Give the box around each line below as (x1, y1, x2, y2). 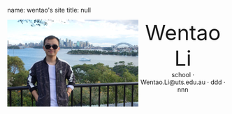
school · (171, 71, 194, 79)
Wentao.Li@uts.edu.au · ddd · (140, 78, 226, 86)
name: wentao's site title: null (7, 6, 92, 14)
